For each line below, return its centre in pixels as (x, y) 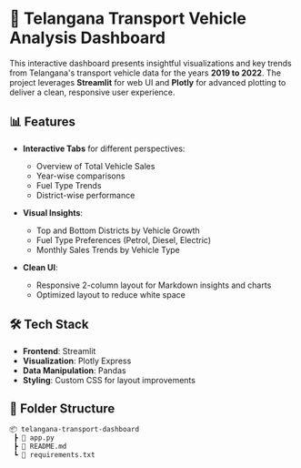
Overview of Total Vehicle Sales (95, 166)
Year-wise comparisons (80, 176)
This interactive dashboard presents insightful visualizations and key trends (151, 63)
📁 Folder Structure (62, 408)
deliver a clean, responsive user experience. (92, 92)
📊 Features (42, 122)
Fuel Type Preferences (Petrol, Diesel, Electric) (124, 239)
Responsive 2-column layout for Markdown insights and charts (154, 285)
